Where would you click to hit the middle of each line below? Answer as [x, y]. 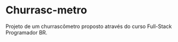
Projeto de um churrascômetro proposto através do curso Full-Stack [89, 26]
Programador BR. [27, 32]
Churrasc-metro [46, 10]
